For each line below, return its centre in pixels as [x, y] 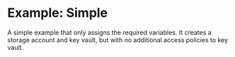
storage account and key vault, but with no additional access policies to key [118, 39]
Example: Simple [58, 13]
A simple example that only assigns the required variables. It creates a [110, 32]
